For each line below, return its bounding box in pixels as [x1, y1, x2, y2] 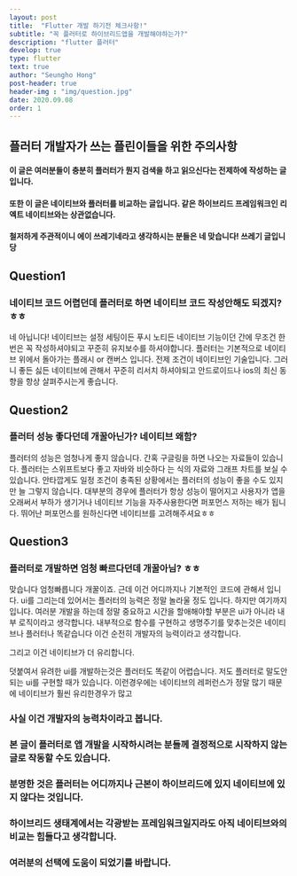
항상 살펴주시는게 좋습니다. [25, 376, 119, 387]
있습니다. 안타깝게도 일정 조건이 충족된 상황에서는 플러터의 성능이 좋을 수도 [9, 474, 268, 485]
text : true [9, 63, 50, 72]
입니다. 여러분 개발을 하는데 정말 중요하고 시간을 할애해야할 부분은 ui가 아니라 [9, 606, 277, 617]
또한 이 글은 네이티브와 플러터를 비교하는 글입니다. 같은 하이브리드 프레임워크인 [9, 198, 278, 208]
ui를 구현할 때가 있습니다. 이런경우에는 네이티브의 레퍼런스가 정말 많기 [25, 677, 267, 688]
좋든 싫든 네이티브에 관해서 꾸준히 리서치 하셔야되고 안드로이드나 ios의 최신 [18, 365, 277, 376]
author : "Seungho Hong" [9, 71, 98, 80]
